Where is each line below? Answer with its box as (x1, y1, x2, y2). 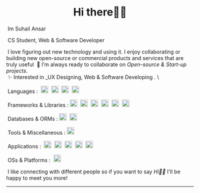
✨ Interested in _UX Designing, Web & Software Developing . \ (7, 73, 160, 80)
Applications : (7, 142, 42, 150)
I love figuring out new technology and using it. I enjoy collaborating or (7, 48, 180, 55)
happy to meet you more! (6, 174, 68, 181)
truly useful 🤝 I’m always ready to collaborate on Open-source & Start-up (6, 61, 187, 68)
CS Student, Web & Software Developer (7, 36, 105, 43)
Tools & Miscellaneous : (7, 129, 66, 136)
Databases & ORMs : (7, 115, 58, 122)
